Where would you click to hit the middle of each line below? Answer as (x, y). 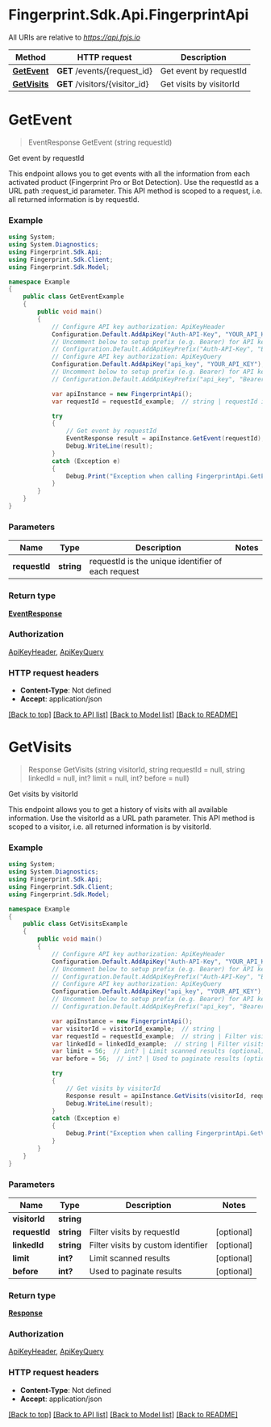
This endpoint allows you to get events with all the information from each (129, 173)
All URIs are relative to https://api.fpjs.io (75, 37)
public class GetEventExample (74, 297)
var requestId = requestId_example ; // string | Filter (149, 1036)
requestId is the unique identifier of (156, 562)
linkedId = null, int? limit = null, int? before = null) (108, 778)
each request (114, 571)
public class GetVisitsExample (75, 924)
